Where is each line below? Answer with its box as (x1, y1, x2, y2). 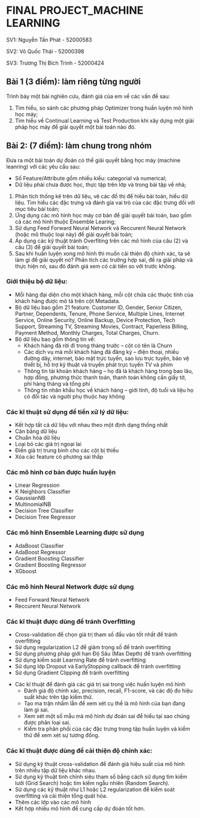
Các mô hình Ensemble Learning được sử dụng (6, 528, 145, 537)
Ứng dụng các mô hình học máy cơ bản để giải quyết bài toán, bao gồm (14, 211, 192, 219)
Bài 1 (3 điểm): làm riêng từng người (6, 77, 141, 87)
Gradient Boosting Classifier (14, 555, 85, 562)
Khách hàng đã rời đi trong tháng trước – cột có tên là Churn (23, 342, 172, 349)
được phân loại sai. (23, 719, 71, 726)
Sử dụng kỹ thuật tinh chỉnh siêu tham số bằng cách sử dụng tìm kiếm (14, 773, 187, 780)
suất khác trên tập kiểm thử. (23, 693, 93, 701)
